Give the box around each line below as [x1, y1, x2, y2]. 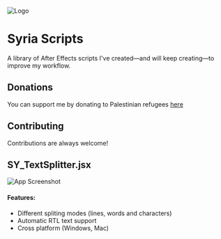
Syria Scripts [7, 31, 84, 47]
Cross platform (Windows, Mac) [17, 224, 109, 232]
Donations [7, 82, 54, 93]
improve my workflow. [7, 61, 71, 70]
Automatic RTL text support [17, 216, 97, 224]
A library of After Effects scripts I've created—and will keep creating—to [7, 54, 215, 62]
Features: [7, 193, 36, 201]
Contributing [7, 121, 64, 132]
